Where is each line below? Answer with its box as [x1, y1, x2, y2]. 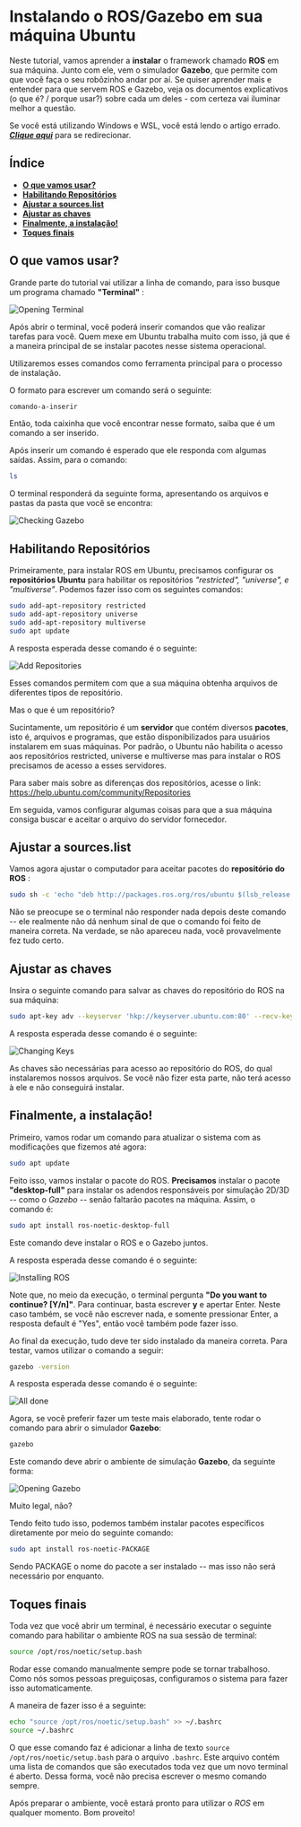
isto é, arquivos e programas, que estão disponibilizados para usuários [9, 731, 271, 742]
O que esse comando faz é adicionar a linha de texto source [9, 1742, 230, 1753]
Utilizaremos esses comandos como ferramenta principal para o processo [9, 357, 283, 369]
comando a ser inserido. [9, 428, 99, 439]
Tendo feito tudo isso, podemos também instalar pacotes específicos [9, 1518, 265, 1529]
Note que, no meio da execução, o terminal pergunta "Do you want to [9, 1289, 267, 1300]
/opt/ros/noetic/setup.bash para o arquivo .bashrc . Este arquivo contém [9, 1752, 280, 1762]
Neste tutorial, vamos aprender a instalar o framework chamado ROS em [9, 55, 279, 66]
